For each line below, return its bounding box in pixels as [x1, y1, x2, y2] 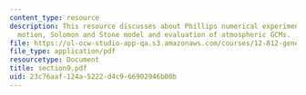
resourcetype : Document [9, 55, 100, 64]
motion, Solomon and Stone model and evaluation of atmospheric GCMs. [17, 30, 291, 39]
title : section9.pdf [9, 64, 88, 73]
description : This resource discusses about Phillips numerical [9, 22, 259, 31]
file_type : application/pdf [9, 47, 117, 56]
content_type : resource [9, 13, 100, 23]
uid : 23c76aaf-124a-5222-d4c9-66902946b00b [9, 72, 178, 81]
